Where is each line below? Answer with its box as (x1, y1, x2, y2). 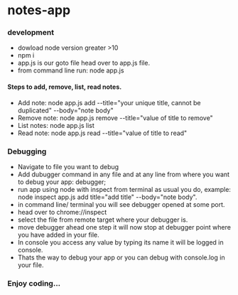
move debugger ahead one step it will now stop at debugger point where (17, 222, 231, 231)
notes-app (7, 2, 71, 18)
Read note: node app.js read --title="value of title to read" (17, 129, 188, 137)
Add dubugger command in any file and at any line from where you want (17, 170, 229, 178)
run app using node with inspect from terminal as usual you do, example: (17, 185, 231, 193)
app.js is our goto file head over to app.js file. (17, 59, 151, 68)
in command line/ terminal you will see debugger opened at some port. (17, 200, 225, 208)
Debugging (7, 146, 47, 156)
